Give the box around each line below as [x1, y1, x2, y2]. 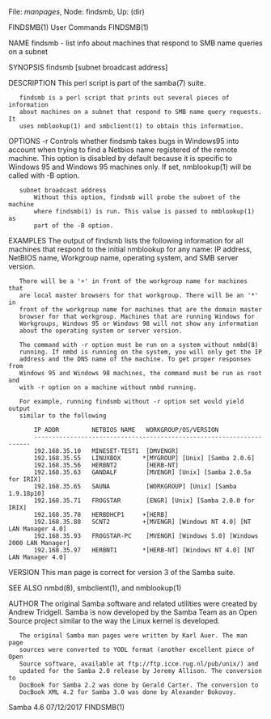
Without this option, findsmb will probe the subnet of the [33, 193, 241, 201]
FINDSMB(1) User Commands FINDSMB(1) [8, 23, 150, 32]
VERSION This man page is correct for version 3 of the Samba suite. [8, 568, 236, 577]
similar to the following [19, 412, 107, 420]
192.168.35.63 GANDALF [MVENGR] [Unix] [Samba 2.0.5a [33, 468, 252, 476]
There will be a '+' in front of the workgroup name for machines [19, 277, 248, 285]
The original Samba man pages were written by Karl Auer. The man [19, 632, 248, 640]
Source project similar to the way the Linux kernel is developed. [8, 616, 220, 625]
